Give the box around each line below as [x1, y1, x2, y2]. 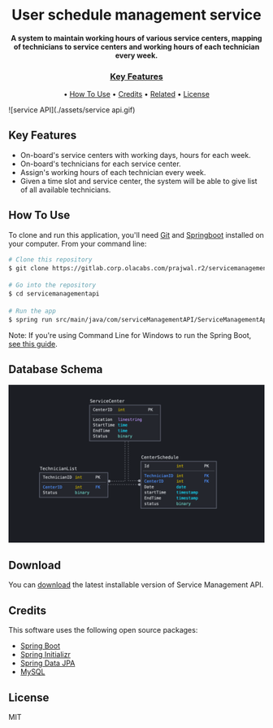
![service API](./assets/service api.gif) [8, 105, 136, 115]
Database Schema [8, 362, 103, 376]
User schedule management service [11, 6, 262, 24]
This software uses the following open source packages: [8, 625, 198, 635]
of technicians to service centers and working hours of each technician [13, 42, 260, 51]
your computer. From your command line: [8, 239, 147, 248]
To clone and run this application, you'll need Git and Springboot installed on [8, 230, 264, 239]
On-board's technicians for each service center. [19, 159, 181, 169]
